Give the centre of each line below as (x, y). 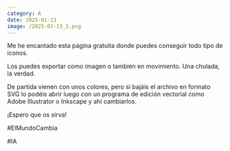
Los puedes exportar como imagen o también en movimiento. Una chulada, (113, 67)
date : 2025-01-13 (32, 20)
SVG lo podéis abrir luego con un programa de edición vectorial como (106, 94)
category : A (24, 13)
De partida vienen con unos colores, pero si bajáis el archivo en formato (109, 87)
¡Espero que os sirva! (37, 115)
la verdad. (21, 73)
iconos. (18, 53)
